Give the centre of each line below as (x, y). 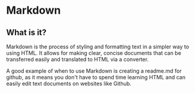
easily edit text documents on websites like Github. (69, 83)
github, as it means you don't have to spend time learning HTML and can (96, 77)
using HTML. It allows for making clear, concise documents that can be (94, 53)
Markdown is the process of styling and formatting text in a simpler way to (98, 46)
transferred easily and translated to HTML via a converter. (77, 59)
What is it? (26, 32)
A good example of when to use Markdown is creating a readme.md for (94, 71)
